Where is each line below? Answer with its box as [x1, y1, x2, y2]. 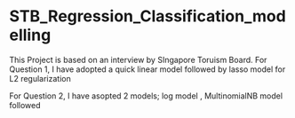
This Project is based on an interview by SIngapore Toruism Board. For [9, 54, 267, 65]
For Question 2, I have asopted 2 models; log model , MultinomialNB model [9, 90, 283, 101]
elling [9, 25, 52, 45]
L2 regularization [9, 73, 71, 83]
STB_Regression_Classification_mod [9, 6, 286, 27]
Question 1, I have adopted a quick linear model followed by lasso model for [9, 64, 286, 75]
